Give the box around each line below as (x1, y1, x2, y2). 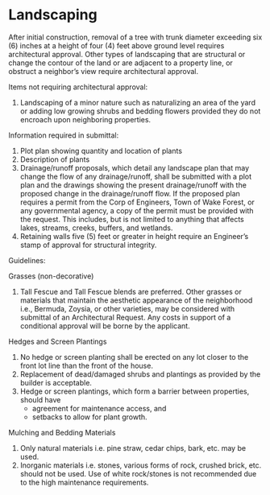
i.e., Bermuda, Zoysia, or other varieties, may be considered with (19, 303, 235, 313)
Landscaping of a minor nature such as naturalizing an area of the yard (19, 97, 256, 107)
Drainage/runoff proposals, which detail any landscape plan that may (19, 163, 250, 172)
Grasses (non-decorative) (8, 271, 94, 281)
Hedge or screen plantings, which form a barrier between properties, (19, 386, 250, 396)
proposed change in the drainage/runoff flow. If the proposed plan (19, 188, 240, 198)
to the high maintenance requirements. (19, 477, 149, 487)
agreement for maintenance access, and (31, 403, 167, 413)
